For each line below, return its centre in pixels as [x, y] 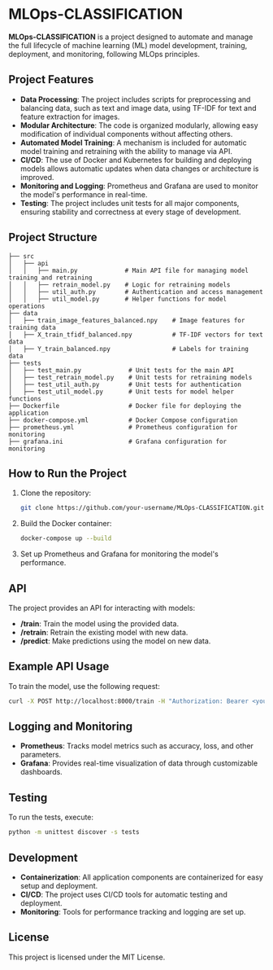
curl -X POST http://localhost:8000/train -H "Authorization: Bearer [129, 701]
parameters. [41, 755]
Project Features [51, 79]
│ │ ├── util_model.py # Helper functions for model [118, 299]
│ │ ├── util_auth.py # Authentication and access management [136, 292]
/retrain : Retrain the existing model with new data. [104, 632]
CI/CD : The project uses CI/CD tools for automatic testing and [123, 894]
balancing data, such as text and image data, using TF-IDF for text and [139, 108]
